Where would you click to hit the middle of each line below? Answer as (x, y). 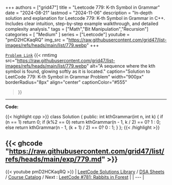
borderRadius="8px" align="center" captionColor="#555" (66, 82)
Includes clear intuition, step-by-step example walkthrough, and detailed (82, 23)
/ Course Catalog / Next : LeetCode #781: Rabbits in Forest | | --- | (75, 177)
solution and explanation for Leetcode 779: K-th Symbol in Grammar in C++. (85, 18)
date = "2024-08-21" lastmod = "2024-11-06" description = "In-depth (79, 13)
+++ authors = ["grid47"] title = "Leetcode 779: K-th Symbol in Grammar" (83, 7)
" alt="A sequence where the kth (121, 66)
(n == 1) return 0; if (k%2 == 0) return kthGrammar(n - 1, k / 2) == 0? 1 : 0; (83, 122)
